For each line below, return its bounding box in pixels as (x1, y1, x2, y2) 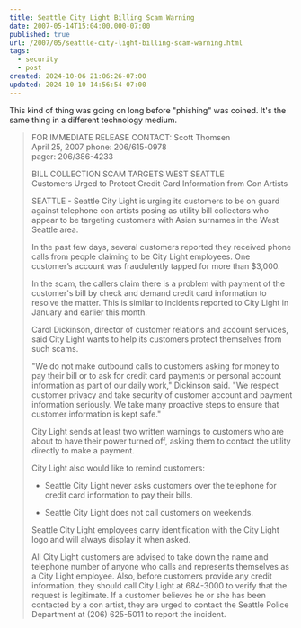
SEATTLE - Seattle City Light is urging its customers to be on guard (31, 195, 280, 206)
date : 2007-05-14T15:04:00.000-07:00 (9, 22, 151, 31)
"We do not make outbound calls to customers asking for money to (31, 361, 279, 372)
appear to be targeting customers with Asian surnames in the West (31, 214, 279, 225)
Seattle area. (31, 224, 79, 235)
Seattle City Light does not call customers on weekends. (44, 507, 254, 517)
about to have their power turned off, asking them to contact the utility (31, 435, 291, 446)
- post (17, 64, 42, 73)
